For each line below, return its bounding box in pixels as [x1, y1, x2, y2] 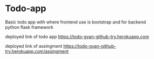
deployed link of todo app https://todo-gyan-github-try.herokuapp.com [5, 34, 149, 39]
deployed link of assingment [5, 43, 62, 49]
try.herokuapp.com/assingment [5, 48, 69, 54]
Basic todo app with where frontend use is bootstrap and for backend [5, 19, 146, 25]
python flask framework [5, 24, 54, 30]
